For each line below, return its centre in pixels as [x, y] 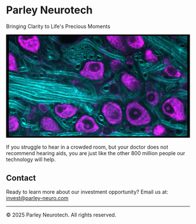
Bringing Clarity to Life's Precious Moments [58, 26]
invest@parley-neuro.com [37, 198]
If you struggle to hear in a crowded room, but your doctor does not [87, 147]
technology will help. [31, 160]
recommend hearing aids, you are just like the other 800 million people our [96, 153]
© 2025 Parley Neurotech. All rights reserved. [61, 215]
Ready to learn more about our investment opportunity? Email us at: [87, 192]
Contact [21, 178]
